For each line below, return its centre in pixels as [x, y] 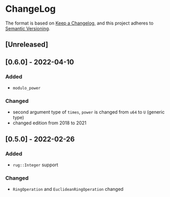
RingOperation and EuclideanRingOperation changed [68, 189]
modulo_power [27, 88]
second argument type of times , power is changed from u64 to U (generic [89, 112]
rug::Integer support [35, 165]
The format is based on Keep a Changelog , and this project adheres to [79, 23]
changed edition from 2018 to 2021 [50, 123]
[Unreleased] [27, 45]
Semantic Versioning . [28, 28]
